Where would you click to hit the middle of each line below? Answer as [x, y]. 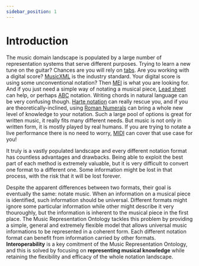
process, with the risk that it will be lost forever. [64, 176]
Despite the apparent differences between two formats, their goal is [89, 187]
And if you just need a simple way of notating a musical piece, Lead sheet [96, 89]
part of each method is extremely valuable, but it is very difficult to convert [97, 163]
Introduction [37, 41]
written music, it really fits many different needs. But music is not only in [94, 120]
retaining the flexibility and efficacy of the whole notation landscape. [90, 257]
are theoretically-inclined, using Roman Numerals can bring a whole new [95, 108]
